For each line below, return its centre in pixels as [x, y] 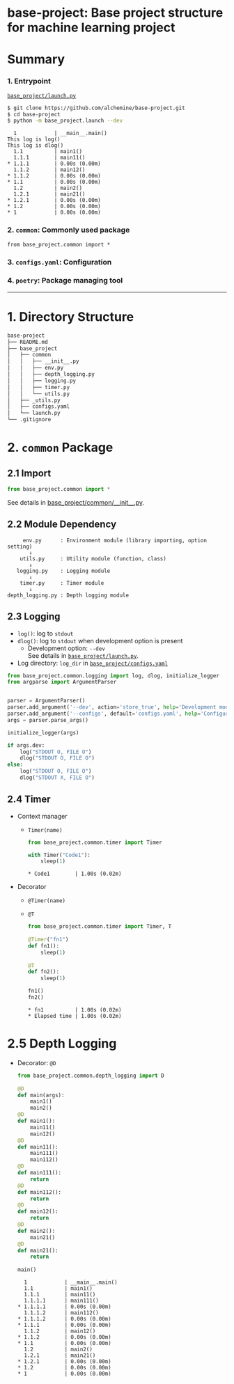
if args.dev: [26, 745]
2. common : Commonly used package [69, 230]
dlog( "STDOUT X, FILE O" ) [57, 778]
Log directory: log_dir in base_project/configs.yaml [93, 663]
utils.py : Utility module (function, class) [93, 558]
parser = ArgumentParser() [46, 701]
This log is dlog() [36, 146]
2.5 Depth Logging [62, 1044]
